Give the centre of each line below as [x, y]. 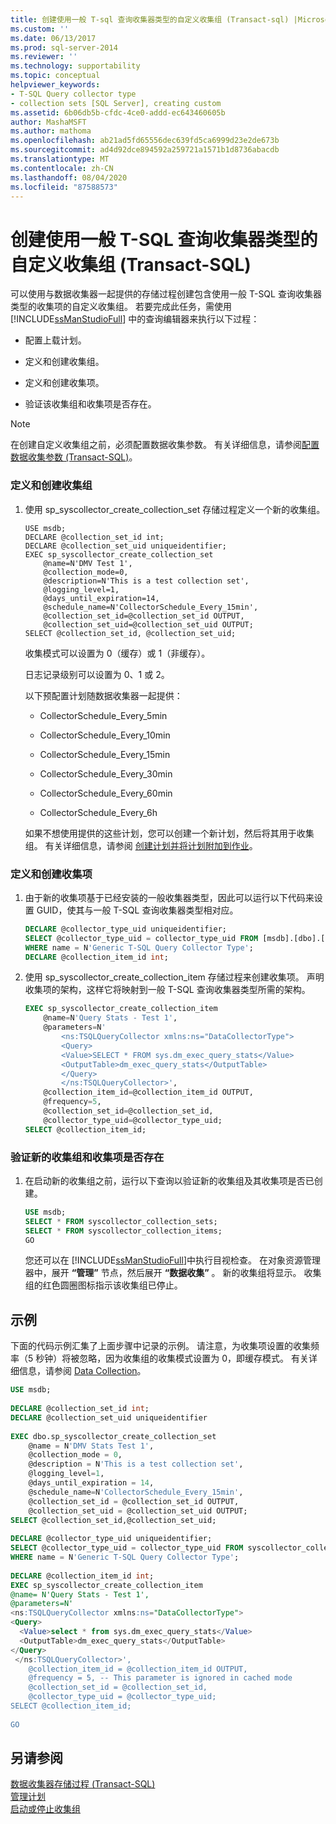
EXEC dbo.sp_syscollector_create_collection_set [113, 1436]
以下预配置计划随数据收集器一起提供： [103, 695]
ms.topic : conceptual [55, 76]
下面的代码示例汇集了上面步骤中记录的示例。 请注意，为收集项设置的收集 [160, 1346]
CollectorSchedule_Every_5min [103, 715]
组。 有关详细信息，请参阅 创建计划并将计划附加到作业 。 [141, 845]
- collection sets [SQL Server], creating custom [116, 103]
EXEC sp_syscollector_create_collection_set [119, 554]
